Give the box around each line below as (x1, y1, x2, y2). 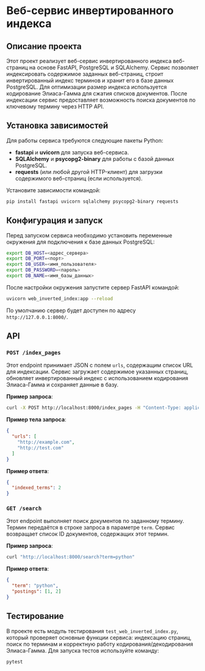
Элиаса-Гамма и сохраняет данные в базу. (6, 381, 119, 389)
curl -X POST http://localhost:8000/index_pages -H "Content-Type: (6, 405, 182, 411)
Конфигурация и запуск (6, 216, 103, 226)
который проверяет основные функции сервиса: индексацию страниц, (6, 634, 192, 641)
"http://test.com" (17, 444, 64, 451)
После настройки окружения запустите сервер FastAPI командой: (6, 283, 180, 291)
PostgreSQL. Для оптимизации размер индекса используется (6, 83, 167, 91)
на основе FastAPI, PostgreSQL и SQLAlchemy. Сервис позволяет (29, 64, 199, 71)
